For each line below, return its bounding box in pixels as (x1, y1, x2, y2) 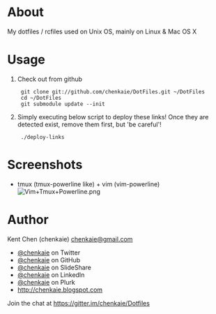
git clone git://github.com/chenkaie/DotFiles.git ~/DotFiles (20, 88, 206, 95)
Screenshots (7, 157, 83, 173)
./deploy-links (20, 133, 65, 140)
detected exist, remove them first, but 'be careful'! (17, 120, 162, 128)
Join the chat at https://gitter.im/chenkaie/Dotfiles (7, 299, 150, 307)
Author (7, 212, 49, 227)
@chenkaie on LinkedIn (17, 270, 85, 279)
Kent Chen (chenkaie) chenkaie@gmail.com (7, 234, 133, 243)
